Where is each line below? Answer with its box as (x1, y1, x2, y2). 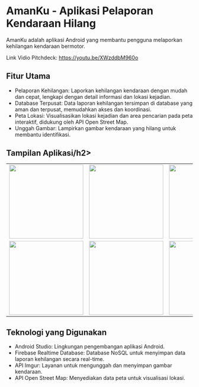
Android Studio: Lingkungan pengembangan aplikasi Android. (14, 343, 165, 350)
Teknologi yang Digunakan (6, 327, 107, 337)
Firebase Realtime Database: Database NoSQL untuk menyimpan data (14, 349, 185, 356)
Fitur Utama (6, 71, 51, 81)
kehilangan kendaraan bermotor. (6, 43, 85, 50)
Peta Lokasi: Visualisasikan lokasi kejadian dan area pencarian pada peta (14, 112, 193, 119)
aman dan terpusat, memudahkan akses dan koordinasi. (14, 105, 152, 113)
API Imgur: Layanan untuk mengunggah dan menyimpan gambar (14, 362, 172, 369)
